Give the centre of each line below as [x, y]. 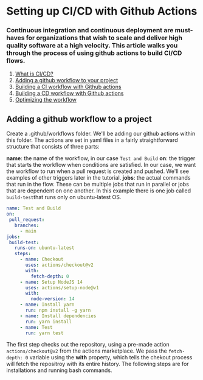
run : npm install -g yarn [58, 311]
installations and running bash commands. [59, 370]
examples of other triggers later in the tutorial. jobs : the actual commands [98, 178]
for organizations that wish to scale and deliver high [104, 38]
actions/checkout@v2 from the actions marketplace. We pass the [87, 351]
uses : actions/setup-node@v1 [62, 287]
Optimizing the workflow [46, 100]
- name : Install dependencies [58, 316]
